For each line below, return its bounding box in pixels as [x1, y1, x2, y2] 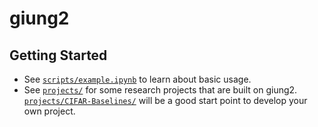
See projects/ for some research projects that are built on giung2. [23, 84, 298, 96]
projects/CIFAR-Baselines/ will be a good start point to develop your [23, 95, 308, 106]
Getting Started [9, 47, 108, 64]
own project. [23, 105, 76, 117]
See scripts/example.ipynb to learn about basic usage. [23, 73, 252, 85]
